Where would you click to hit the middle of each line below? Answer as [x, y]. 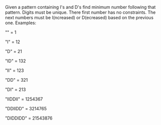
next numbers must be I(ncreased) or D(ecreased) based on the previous [79, 17]
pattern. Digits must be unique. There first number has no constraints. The [80, 12]
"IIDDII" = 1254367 [24, 99]
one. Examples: [21, 23]
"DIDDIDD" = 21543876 [29, 118]
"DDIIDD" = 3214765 [26, 109]
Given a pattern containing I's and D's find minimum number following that [80, 7]
